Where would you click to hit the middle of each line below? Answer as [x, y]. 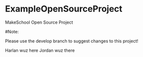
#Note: [12, 31]
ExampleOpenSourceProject [64, 9]
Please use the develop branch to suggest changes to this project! [72, 41]
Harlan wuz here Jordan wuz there [40, 50]
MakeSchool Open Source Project [39, 22]
